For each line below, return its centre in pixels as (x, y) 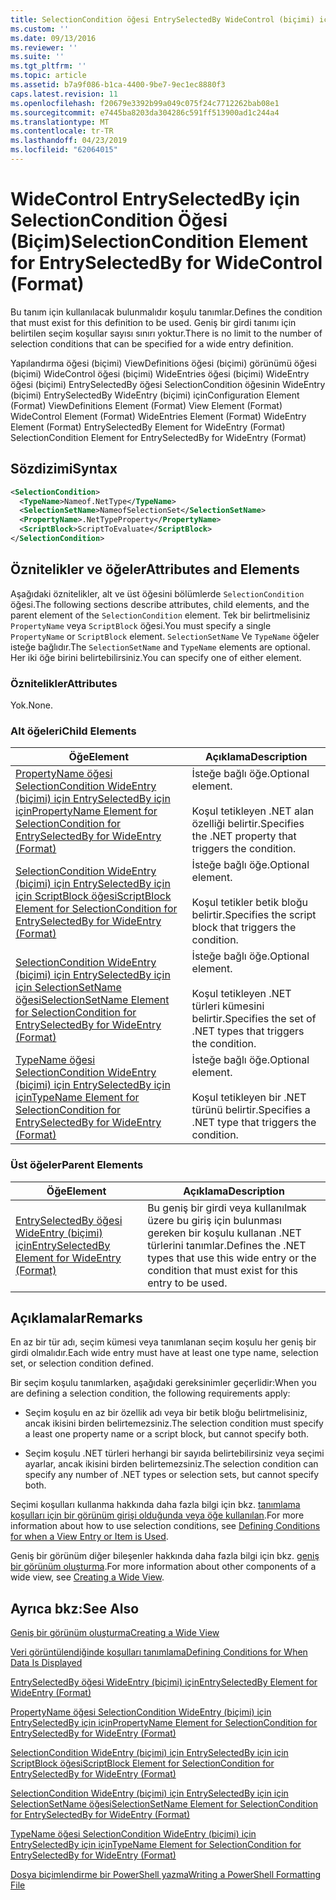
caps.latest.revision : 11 (64, 94)
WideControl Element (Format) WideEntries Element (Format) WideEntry (158, 416)
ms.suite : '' (37, 57)
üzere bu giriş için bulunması (214, 1220)
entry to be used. (187, 1283)
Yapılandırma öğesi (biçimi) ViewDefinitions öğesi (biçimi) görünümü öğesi (163, 363)
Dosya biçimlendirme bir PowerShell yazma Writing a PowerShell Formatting (166, 1875)
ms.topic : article (48, 76)
